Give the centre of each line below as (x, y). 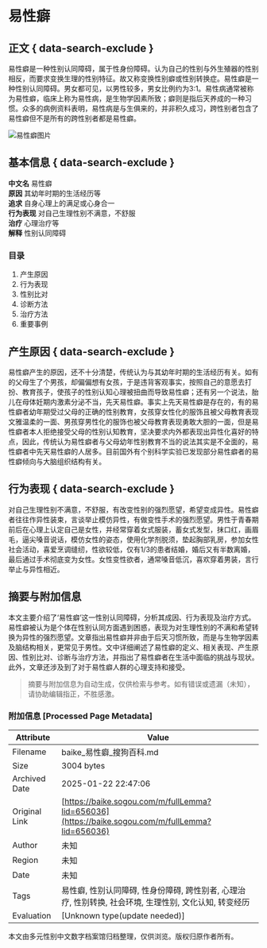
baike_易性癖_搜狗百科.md (110, 752)
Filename (29, 752)
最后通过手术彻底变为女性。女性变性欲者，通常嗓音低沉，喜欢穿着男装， (126, 559)
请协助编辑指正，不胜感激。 (73, 694)
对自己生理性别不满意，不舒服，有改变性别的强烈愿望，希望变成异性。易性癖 (133, 509)
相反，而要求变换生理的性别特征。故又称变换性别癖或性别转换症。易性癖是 (130, 79)
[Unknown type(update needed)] (123, 915)
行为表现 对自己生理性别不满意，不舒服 (72, 213)
